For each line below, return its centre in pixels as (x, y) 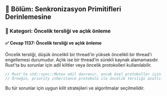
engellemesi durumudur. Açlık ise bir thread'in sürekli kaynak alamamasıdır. (82, 60)
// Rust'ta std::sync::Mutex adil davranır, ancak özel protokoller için (83, 74)
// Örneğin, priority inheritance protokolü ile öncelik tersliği (75, 79)
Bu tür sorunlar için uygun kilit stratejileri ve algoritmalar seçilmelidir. (75, 88)
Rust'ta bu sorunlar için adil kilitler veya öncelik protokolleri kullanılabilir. (79, 65)
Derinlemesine (28, 17)
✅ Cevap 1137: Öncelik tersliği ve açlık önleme (53, 43)
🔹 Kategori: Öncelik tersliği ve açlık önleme (58, 31)
